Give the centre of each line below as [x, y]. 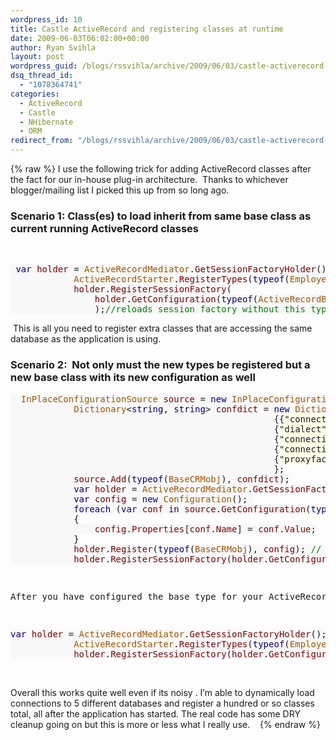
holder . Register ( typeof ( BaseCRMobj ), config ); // [197, 549]
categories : [35, 94]
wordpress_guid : [44, 66]
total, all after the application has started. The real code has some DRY [155, 713]
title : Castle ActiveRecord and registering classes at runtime [147, 29]
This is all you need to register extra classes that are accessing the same [162, 328]
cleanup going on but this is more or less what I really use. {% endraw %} [165, 724]
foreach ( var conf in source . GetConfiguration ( [192, 509]
